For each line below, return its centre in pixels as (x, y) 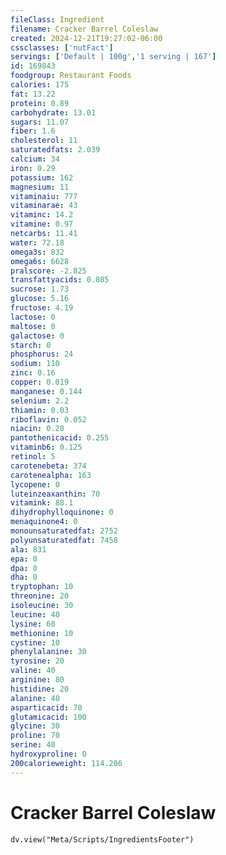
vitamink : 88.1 (42, 503)
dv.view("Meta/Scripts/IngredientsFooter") (102, 839)
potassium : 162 (42, 177)
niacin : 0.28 (37, 429)
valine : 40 (33, 671)
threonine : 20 (40, 596)
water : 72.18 (37, 242)
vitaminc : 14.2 (42, 215)
